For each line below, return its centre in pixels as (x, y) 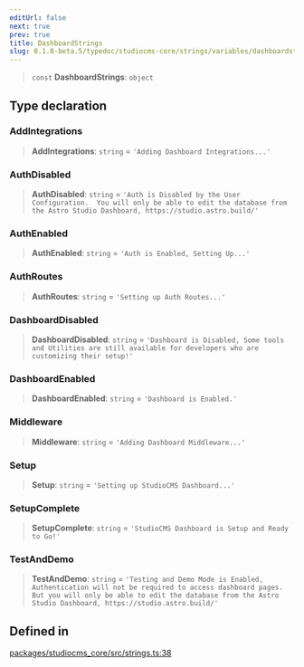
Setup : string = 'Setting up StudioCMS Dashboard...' (133, 484)
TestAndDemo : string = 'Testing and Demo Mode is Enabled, (147, 579)
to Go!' (46, 537)
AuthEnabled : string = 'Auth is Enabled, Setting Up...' (141, 253)
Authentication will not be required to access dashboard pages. (157, 588)
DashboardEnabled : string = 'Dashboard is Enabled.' (134, 398)
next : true (30, 26)
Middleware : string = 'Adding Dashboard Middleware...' (138, 442)
